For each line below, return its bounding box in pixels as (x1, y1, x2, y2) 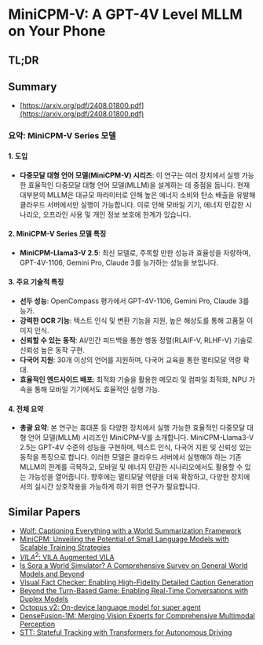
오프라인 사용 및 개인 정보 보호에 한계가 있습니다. (42, 210, 192, 219)
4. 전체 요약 (8, 404, 44, 413)
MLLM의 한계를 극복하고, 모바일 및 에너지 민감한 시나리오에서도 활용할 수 (19, 462, 243, 472)
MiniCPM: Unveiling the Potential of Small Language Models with (19, 534, 229, 544)
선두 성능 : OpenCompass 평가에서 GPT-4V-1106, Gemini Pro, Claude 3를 (19, 296, 250, 306)
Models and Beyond (19, 569, 85, 578)
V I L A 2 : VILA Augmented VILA (19, 551, 115, 562)
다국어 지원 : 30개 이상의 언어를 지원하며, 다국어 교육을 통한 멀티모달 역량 (19, 355, 242, 365)
